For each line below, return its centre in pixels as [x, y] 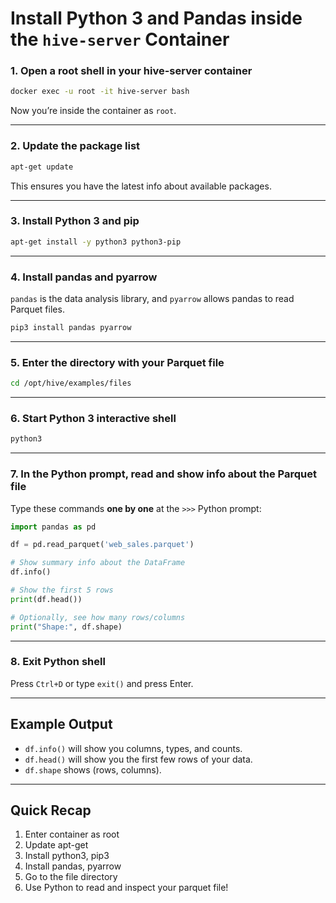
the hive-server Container [120, 39]
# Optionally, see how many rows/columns [98, 617]
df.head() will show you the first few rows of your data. [138, 759]
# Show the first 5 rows [62, 590]
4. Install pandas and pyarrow [84, 277]
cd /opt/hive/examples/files [71, 383]
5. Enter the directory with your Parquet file [117, 362]
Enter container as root [72, 834]
